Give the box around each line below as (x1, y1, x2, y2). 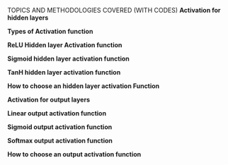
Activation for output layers (7, 95, 91, 104)
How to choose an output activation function (7, 150, 142, 158)
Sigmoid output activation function (7, 123, 113, 131)
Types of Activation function (7, 28, 93, 35)
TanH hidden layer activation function (7, 68, 121, 76)
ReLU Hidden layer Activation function (7, 41, 122, 49)
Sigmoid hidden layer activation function (7, 54, 130, 63)
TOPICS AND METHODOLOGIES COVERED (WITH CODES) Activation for (7, 6, 221, 14)
